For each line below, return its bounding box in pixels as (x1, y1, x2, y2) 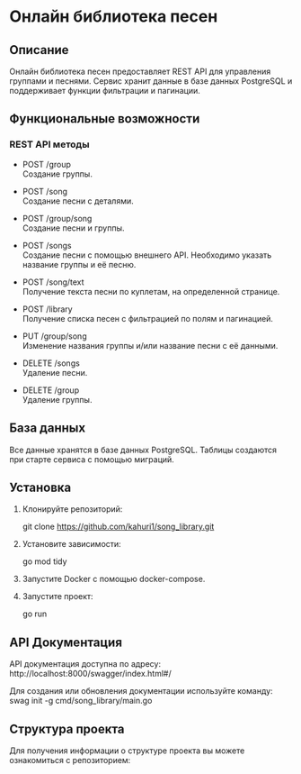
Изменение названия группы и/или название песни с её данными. (22, 340, 279, 351)
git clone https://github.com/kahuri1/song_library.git (22, 521, 215, 533)
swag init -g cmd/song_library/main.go (9, 696, 153, 706)
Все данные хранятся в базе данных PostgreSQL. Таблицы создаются (9, 444, 277, 455)
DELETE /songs (22, 358, 81, 369)
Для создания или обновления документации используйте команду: (9, 686, 273, 697)
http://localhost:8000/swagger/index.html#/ (9, 669, 173, 679)
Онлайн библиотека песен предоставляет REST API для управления (9, 66, 271, 77)
